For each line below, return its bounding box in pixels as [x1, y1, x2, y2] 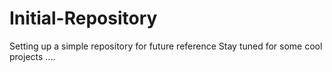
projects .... [9, 50, 56, 62]
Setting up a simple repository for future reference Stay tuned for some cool [9, 40, 323, 52]
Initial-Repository [9, 7, 158, 30]
